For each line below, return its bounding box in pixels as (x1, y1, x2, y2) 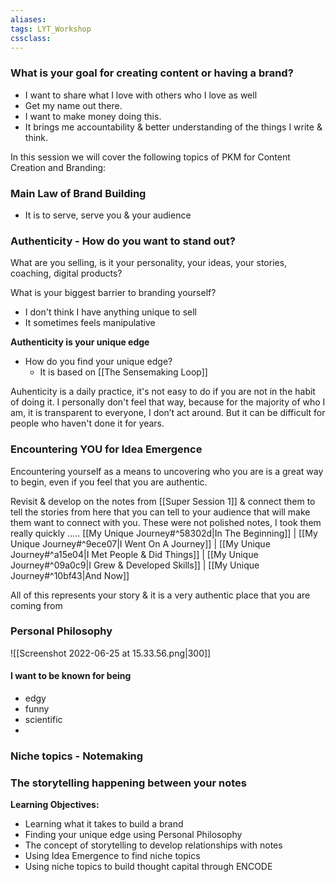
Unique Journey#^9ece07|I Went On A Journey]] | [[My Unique (10, 537, 271, 550)
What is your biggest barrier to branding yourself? (10, 287, 217, 299)
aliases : (10, 14, 47, 25)
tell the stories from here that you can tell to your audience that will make (10, 506, 311, 518)
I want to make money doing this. (24, 110, 162, 122)
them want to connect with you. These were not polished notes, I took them (10, 516, 322, 528)
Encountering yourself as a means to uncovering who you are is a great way (10, 465, 324, 477)
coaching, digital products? (10, 267, 123, 280)
